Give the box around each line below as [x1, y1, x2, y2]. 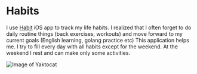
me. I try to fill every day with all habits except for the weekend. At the [6, 43, 178, 50]
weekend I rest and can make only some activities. [6, 49, 130, 56]
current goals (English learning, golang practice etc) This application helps [6, 36, 190, 44]
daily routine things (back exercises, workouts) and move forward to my [6, 30, 183, 37]
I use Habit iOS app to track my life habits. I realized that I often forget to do [6, 24, 192, 31]
